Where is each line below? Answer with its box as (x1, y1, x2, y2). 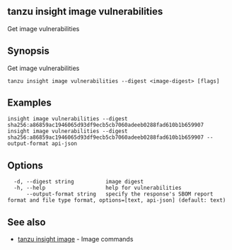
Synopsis (7, 45, 50, 57)
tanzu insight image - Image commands (17, 235, 134, 244)
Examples (7, 97, 52, 109)
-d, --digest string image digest (13, 178, 144, 186)
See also (7, 216, 46, 228)
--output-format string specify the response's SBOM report (25, 191, 214, 198)
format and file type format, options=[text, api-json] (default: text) (7, 197, 226, 204)
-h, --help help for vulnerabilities (13, 184, 182, 192)
